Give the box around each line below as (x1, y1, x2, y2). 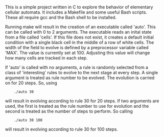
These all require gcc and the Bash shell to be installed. (5, 15, 117, 20)
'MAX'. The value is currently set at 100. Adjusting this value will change (5, 50, 150, 56)
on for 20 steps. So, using (5, 80, 57, 86)
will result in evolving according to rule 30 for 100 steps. (5, 126, 118, 132)
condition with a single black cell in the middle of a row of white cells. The (5, 39, 154, 45)
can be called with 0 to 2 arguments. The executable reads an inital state (5, 29, 152, 35)
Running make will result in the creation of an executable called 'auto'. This (5, 24, 156, 30)
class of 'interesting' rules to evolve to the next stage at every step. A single (5, 70, 158, 75)
